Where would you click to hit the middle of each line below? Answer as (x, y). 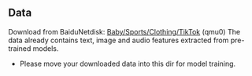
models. (46, 48)
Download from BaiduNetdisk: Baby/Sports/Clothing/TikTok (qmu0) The (124, 31)
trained (20, 48)
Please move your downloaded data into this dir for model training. (128, 63)
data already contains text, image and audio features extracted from (119, 40)
